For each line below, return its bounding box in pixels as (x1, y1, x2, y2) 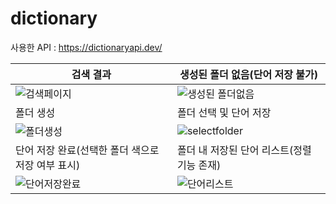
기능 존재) (176, 158, 222, 172)
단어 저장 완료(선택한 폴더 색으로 (15, 143, 160, 157)
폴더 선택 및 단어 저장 (176, 105, 272, 119)
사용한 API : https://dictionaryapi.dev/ (10, 41, 163, 53)
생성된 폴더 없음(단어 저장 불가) (179, 67, 318, 81)
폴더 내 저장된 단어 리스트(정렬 (176, 143, 312, 157)
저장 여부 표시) (15, 158, 81, 172)
